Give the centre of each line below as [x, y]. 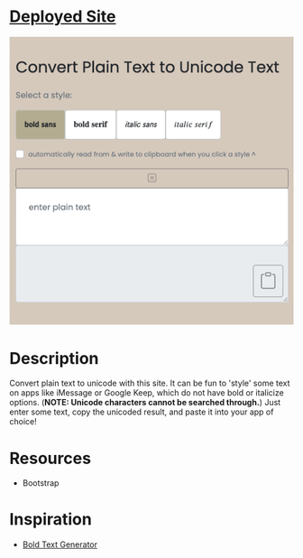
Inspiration [50, 520]
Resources [50, 458]
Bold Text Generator [60, 544]
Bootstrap [41, 483]
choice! [23, 422]
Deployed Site [63, 17]
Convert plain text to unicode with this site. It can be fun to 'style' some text [150, 383]
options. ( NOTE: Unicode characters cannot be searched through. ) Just [145, 403]
